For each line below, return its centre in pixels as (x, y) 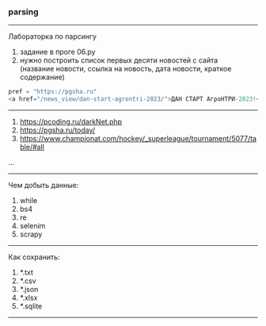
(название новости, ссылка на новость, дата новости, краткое (125, 69)
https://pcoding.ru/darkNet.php (71, 122)
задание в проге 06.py (57, 52)
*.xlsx (28, 298)
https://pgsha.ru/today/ (57, 130)
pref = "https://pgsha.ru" (53, 92)
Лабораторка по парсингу (53, 36)
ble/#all (32, 147)
